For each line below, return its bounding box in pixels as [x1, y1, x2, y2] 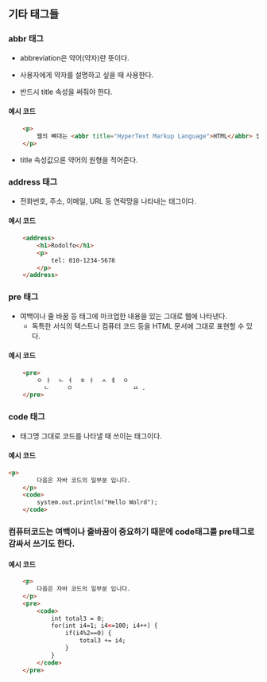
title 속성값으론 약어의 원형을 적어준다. [19, 154, 138, 165]
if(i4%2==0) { [64, 629, 112, 637]
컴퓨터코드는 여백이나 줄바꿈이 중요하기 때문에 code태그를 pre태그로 [8, 526, 255, 537]
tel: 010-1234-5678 [50, 256, 115, 264]
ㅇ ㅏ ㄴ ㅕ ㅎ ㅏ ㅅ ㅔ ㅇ [37, 376, 129, 384]
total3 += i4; [79, 637, 126, 645]
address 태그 [8, 177, 58, 188]
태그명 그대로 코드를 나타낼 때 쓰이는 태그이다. [19, 431, 163, 440]
